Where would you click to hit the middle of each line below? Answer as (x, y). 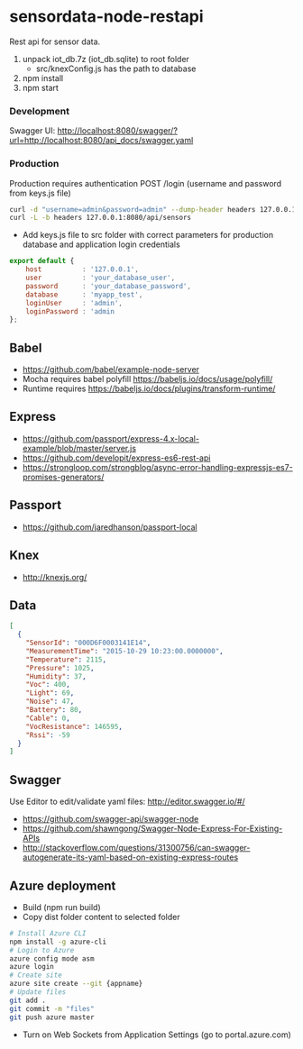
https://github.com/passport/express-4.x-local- (111, 438)
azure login (32, 967)
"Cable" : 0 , (48, 718)
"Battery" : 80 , (54, 710)
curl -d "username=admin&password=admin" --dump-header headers (133, 209)
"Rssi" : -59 (48, 735)
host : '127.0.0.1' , (83, 269)
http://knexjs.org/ (55, 577)
